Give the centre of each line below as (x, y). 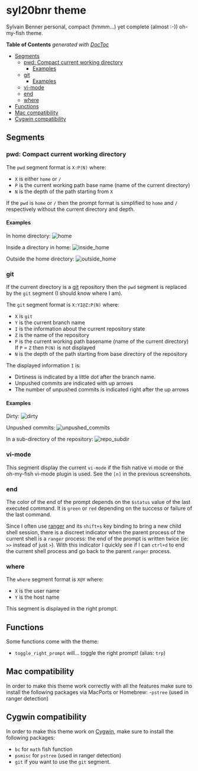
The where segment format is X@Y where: (55, 579)
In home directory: (29, 236)
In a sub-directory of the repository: (50, 439)
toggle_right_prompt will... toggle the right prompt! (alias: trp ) (90, 653)
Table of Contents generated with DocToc (58, 44)
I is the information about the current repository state (80, 329)
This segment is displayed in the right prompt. (62, 609)
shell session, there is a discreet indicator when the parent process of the (95, 532)
